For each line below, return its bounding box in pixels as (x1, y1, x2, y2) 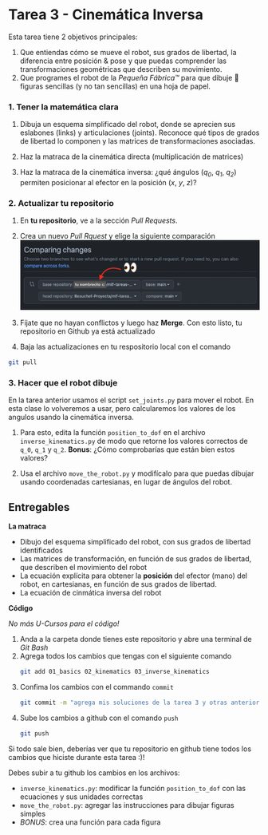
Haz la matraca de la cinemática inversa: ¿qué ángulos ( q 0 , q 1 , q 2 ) (19, 168, 237, 179)
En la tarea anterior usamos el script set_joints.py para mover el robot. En (8, 395, 254, 405)
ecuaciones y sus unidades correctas (19, 792, 144, 801)
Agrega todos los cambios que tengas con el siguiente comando (19, 651, 232, 661)
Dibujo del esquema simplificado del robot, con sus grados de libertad (19, 537, 251, 547)
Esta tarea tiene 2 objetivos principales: (8, 32, 138, 42)
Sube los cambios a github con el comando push (19, 713, 179, 722)
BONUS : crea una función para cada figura (19, 817, 161, 827)
